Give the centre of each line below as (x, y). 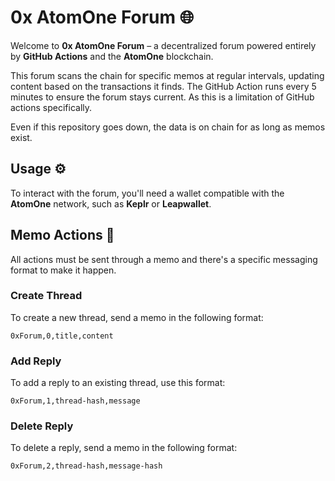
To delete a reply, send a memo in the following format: (124, 448)
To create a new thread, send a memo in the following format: (137, 317)
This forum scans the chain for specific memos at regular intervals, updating (167, 75)
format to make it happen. (63, 270)
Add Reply (36, 361)
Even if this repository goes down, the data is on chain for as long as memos (168, 127)
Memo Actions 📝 (62, 235)
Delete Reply (42, 426)
